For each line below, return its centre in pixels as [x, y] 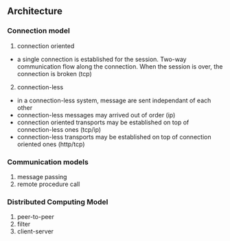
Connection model [38, 31]
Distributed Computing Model [58, 202]
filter [24, 224]
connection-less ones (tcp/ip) [59, 129]
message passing [42, 176]
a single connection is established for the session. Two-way [102, 59]
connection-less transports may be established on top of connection [114, 137]
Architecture [35, 11]
